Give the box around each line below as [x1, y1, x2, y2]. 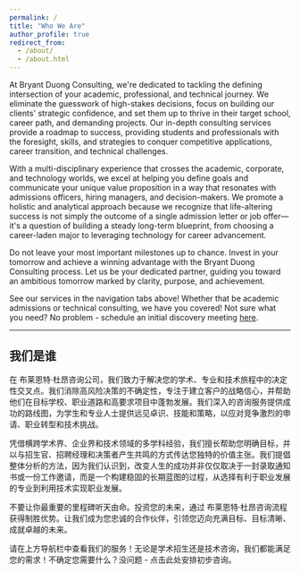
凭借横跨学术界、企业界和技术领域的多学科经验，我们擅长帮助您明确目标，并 [9, 438, 291, 449]
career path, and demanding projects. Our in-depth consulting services [9, 117, 271, 128]
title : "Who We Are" [9, 21, 87, 30]
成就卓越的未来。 [9, 524, 72, 535]
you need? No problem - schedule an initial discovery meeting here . [9, 312, 259, 322]
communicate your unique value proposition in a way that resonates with [9, 183, 277, 192]
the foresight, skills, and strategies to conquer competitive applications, [9, 136, 272, 147]
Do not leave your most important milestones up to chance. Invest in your [9, 247, 279, 258]
